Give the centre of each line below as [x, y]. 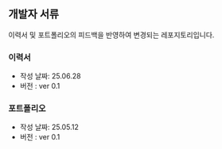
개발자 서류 [34, 14]
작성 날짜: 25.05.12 [49, 127]
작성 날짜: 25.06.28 [50, 76]
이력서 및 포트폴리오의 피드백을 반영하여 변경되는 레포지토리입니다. [111, 35]
